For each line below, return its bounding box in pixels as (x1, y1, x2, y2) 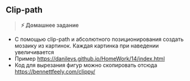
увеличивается (14, 48, 54, 55)
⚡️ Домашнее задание (20, 21, 79, 29)
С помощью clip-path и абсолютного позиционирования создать (14, 35, 184, 43)
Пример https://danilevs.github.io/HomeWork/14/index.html (14, 55, 165, 62)
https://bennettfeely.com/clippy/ (14, 68, 96, 75)
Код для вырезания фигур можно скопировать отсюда (14, 61, 158, 69)
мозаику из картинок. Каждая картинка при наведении (14, 42, 159, 49)
